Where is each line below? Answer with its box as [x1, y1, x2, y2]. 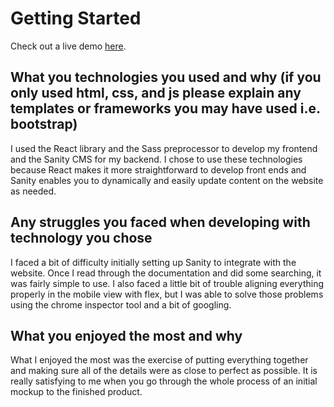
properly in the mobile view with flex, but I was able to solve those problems [10, 288, 324, 300]
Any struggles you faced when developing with [10, 214, 311, 231]
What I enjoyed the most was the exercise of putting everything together [10, 354, 309, 366]
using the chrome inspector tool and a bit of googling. [10, 298, 232, 311]
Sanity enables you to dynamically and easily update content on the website [10, 174, 324, 186]
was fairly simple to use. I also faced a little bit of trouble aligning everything [10, 277, 325, 289]
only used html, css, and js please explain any [10, 85, 302, 102]
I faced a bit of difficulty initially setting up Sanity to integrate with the [10, 256, 297, 268]
